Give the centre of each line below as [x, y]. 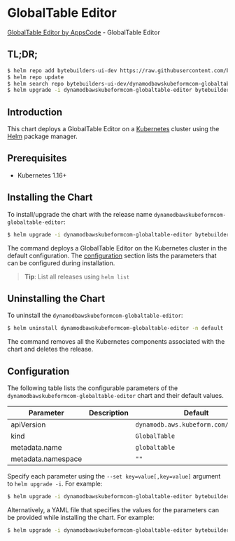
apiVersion [28, 425]
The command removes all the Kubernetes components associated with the [116, 342]
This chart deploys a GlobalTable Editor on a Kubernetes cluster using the [113, 129]
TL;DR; [23, 54]
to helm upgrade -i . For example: [55, 484]
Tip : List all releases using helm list [77, 276]
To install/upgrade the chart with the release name [80, 214]
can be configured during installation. [61, 263]
